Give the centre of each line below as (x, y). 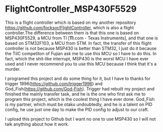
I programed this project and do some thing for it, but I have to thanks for (78, 78)
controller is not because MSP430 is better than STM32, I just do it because (81, 48)
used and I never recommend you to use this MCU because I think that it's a (81, 64)
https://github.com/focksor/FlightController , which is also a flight (70, 27)
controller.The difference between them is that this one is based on (72, 33)
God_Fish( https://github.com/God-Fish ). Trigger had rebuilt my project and (80, 89)
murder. (13, 69)
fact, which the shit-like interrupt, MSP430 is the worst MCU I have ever (77, 58)
